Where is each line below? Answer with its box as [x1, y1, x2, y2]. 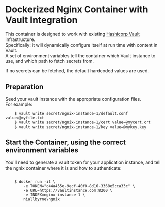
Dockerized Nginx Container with [5, 4, 148, 15]
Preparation [5, 82, 44, 91]
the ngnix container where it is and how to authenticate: [5, 164, 122, 171]
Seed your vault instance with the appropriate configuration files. [5, 96, 141, 102]
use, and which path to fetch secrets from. [5, 58, 94, 64]
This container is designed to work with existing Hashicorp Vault [5, 31, 140, 37]
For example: [5, 101, 33, 107]
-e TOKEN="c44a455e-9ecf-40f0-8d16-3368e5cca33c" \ [23, 183, 136, 188]
